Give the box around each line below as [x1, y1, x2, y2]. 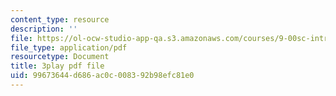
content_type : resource [10, 14, 110, 25]
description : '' [10, 24, 78, 34]
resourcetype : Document [10, 52, 110, 62]
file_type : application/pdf [10, 42, 128, 53]
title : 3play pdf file [10, 61, 105, 71]
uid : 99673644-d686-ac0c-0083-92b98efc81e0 [10, 71, 195, 81]
